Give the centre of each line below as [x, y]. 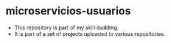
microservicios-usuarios [68, 11]
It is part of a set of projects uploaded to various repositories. [90, 33]
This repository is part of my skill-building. [66, 27]
